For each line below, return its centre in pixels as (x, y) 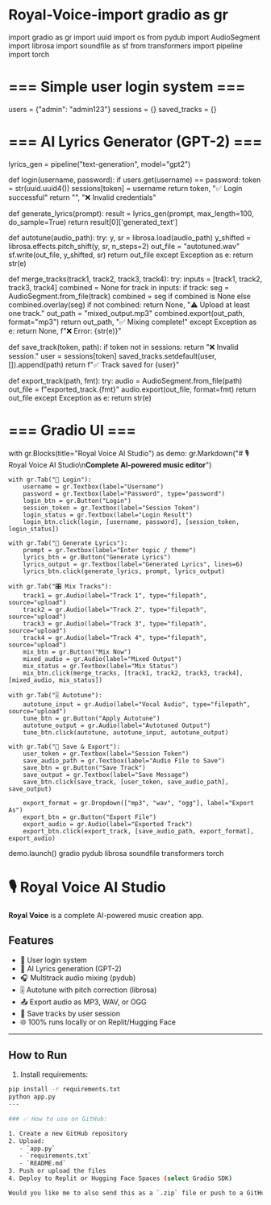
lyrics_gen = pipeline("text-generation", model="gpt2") (100, 164)
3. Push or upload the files (57, 1171)
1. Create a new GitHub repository (68, 1133)
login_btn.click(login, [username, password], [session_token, (131, 521)
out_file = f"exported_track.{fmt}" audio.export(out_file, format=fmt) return (132, 389)
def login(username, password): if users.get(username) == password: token (135, 180)
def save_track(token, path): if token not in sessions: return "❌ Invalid (123, 347)
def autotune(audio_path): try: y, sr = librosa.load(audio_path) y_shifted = (130, 237)
